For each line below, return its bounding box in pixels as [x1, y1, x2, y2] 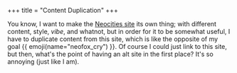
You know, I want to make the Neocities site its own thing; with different [7, 20, 217, 28]
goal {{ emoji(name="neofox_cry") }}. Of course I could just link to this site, [7, 43, 228, 50]
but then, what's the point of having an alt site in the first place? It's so [7, 50, 214, 58]
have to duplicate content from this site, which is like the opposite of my [7, 35, 218, 43]
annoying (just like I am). [7, 57, 80, 66]
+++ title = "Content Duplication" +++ [7, 6, 119, 14]
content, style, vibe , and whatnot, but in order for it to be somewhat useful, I [7, 28, 231, 35]
